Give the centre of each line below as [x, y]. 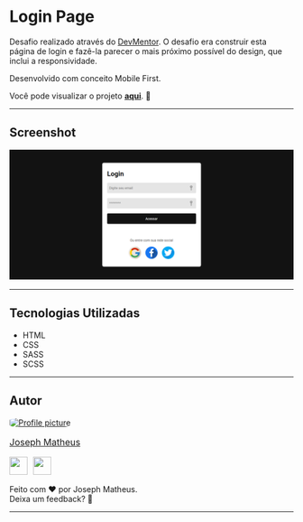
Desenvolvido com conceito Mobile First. [85, 78]
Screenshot [43, 133]
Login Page [52, 17]
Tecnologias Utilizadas [75, 313]
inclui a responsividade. [53, 61]
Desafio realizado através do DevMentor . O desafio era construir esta [138, 42]
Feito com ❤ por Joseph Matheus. [73, 489]
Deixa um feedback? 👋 [51, 499]
